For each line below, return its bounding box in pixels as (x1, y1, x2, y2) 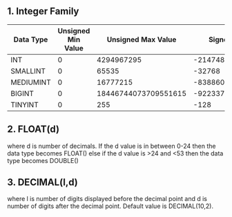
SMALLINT (10, 66, 46, 75)
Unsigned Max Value (106, 35, 177, 44)
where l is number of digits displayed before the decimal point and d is (7, 195, 207, 203)
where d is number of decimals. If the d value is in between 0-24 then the (7, 142, 216, 150)
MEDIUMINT (10, 77, 51, 87)
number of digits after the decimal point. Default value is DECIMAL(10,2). (7, 202, 214, 210)
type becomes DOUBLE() (7, 156, 79, 164)
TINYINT (10, 100, 39, 109)
